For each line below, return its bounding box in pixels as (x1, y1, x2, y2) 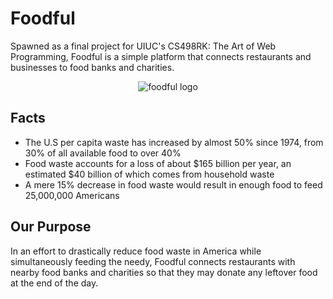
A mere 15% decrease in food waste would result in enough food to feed (24, 178, 323, 191)
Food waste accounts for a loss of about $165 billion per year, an (24, 157, 292, 169)
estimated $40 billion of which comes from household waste (24, 168, 275, 180)
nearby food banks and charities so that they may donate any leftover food (10, 266, 318, 278)
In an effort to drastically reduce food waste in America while (10, 245, 262, 257)
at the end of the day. (10, 277, 99, 289)
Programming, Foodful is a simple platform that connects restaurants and (10, 50, 312, 62)
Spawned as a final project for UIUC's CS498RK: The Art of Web (10, 40, 277, 52)
